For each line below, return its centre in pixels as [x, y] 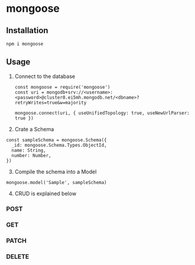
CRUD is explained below [45, 193]
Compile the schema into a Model [56, 172]
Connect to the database [45, 76]
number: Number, [31, 156]
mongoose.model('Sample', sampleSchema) [57, 182]
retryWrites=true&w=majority [51, 102]
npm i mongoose [25, 44]
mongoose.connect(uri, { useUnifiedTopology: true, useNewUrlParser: [102, 113]
